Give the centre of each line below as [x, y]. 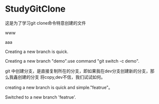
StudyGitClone [35, 9]
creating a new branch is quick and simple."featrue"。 [59, 87]
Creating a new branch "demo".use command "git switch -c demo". [72, 61]
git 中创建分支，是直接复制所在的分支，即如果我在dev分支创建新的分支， [78, 71]
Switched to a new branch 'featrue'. [40, 97]
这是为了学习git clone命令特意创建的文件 [46, 23]
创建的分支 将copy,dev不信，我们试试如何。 [62, 77]
